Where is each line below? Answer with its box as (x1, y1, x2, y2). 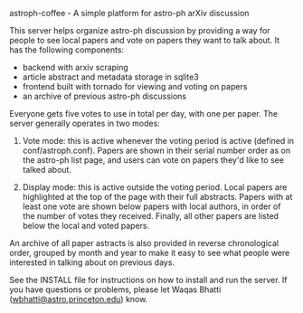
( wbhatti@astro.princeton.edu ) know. (9, 294, 148, 304)
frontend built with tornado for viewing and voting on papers (22, 81, 248, 91)
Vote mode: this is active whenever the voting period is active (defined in (22, 136, 295, 146)
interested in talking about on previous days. (9, 257, 175, 268)
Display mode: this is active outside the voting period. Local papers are (22, 182, 288, 193)
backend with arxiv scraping (22, 62, 128, 72)
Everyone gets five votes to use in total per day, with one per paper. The (9, 109, 279, 119)
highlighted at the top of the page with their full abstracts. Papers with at (22, 192, 293, 202)
